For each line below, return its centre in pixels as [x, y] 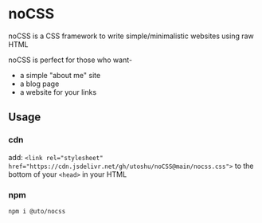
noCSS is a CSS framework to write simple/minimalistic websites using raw [131, 36]
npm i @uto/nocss [37, 211]
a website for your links [58, 92]
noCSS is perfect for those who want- [70, 60]
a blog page [39, 84]
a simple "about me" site [60, 75]
